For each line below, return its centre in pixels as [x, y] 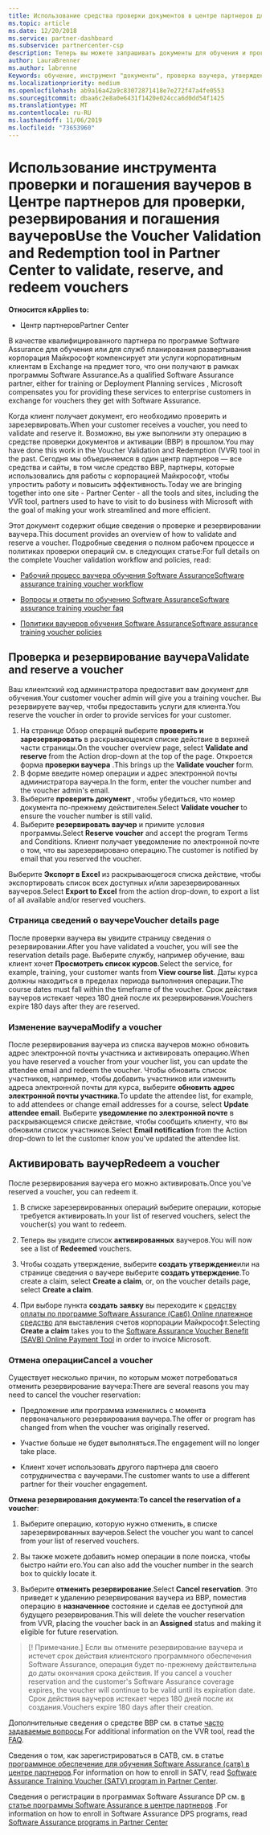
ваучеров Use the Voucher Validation [135, 236]
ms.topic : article [39, 23]
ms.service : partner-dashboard [61, 38]
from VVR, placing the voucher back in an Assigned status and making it [140, 1624]
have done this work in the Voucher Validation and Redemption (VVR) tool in [134, 450]
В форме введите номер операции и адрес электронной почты [129, 773]
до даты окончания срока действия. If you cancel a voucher [130, 1673]
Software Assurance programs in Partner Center [88, 1822]
